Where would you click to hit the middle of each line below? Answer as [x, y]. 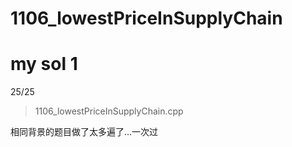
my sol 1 [44, 64]
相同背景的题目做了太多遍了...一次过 [84, 132]
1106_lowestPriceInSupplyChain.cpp [109, 111]
